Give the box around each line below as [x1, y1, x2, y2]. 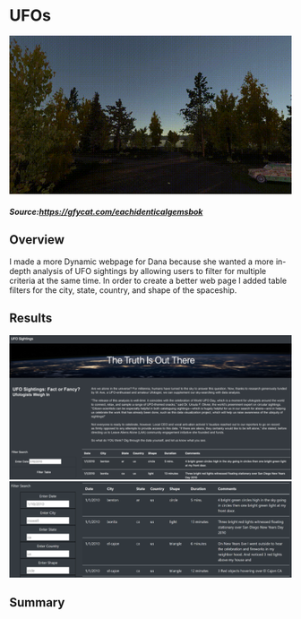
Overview [9, 232, 65, 247]
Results [9, 311, 53, 326]
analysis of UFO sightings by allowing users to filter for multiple [32, 265, 267, 276]
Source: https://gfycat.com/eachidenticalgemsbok [9, 207, 203, 218]
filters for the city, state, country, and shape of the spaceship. [9, 284, 237, 296]
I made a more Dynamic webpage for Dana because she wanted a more [9, 256, 275, 267]
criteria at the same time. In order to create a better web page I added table [9, 275, 288, 286]
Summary [9, 595, 65, 610]
